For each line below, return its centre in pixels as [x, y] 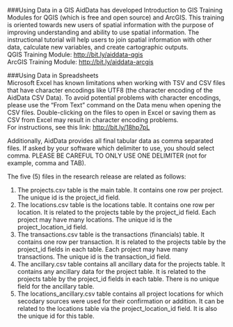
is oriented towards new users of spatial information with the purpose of [111, 25]
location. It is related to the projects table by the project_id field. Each [116, 212]
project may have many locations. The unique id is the [95, 220]
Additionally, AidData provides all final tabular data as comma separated [110, 141]
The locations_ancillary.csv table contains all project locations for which [120, 294]
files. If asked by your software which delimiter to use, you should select [111, 148]
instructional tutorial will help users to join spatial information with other [110, 40]
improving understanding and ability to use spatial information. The [103, 32]
